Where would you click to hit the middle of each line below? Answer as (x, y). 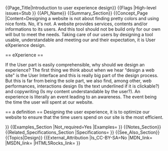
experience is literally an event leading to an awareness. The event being (81, 97)
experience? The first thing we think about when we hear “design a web (80, 70)
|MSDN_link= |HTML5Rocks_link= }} (43, 143)
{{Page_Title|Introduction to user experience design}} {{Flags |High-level (81, 8)
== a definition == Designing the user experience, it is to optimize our (77, 112)
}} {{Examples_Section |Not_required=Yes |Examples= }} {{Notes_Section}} (83, 127)
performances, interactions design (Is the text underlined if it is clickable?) (82, 86)
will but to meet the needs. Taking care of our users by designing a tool (79, 34)
